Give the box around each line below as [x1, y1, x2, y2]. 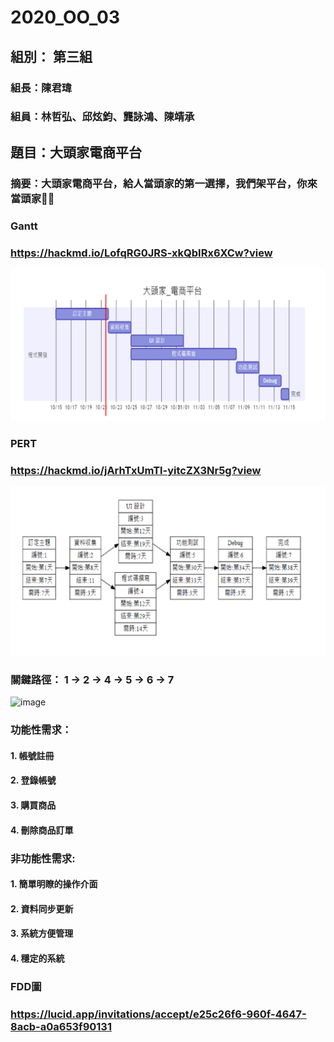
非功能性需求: [10, 851, 76, 865]
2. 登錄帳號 [10, 774, 57, 786]
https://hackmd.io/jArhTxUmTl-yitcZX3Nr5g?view [10, 463, 262, 477]
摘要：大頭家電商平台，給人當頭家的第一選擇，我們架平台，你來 [10, 176, 318, 190]
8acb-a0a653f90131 [10, 1019, 112, 1033]
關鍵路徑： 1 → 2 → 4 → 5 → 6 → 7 [10, 672, 175, 686]
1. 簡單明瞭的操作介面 [10, 878, 98, 890]
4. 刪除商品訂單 [10, 824, 74, 836]
